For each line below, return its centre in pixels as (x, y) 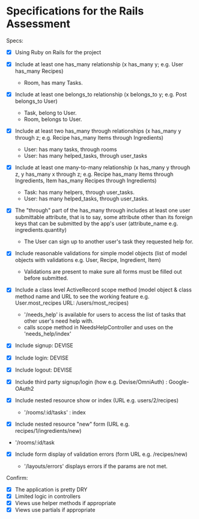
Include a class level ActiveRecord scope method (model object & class (103, 290)
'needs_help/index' (47, 334)
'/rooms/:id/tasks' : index (55, 412)
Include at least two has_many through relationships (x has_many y (98, 131)
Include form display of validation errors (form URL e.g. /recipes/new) (101, 454)
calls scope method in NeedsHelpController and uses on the (98, 328)
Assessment (38, 24)
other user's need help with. (59, 321)
